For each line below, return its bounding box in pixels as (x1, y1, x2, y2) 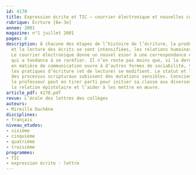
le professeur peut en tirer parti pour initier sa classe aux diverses (11, 79, 192, 85)
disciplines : (6, 111, 38, 117)
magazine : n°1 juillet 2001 (6, 30, 75, 36)
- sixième (6, 128, 30, 134)
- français (6, 117, 33, 123)
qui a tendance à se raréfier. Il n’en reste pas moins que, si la (11, 57, 179, 63)
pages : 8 (6, 36, 27, 41)
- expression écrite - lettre (6, 160, 80, 166)
